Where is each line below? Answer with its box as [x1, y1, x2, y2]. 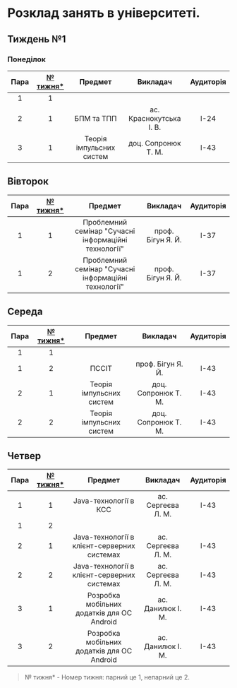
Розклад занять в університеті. [7, 5, 200, 21]
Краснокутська [128, 113, 181, 123]
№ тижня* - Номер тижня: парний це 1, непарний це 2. [24, 673, 190, 682]
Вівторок [7, 175, 49, 188]
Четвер [7, 450, 42, 462]
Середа [7, 306, 43, 318]
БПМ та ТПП [74, 113, 117, 123]
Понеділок [7, 54, 46, 64]
